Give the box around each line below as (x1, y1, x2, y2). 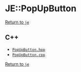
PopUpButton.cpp (12, 52, 45, 57)
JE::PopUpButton (5, 3, 77, 14)
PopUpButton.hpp (12, 47, 45, 52)
